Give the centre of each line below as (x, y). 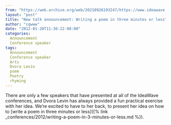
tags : (11, 48)
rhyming (18, 81)
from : (11, 10)
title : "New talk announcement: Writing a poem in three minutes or (79, 19)
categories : (18, 34)
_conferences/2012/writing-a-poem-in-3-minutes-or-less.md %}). (75, 117)
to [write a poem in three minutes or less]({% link (57, 111)
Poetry (17, 76)
